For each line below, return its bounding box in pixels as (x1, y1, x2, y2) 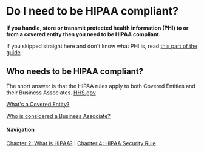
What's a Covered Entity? (6, 100, 70, 108)
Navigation (6, 126, 35, 134)
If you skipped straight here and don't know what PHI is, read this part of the (6, 42, 198, 50)
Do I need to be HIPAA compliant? (6, 4, 179, 18)
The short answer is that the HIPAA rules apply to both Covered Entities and (6, 82, 195, 90)
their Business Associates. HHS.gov (6, 89, 96, 96)
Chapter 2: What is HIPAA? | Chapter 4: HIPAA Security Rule (6, 139, 156, 146)
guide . (6, 48, 22, 56)
